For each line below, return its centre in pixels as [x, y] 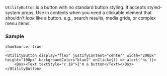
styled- [155, 7]
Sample [15, 36]
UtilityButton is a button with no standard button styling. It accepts [76, 7]
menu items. [18, 23]
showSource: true [23, 47]
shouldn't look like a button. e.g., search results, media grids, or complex [80, 18]
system [13, 13]
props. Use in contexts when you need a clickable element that [87, 13]
